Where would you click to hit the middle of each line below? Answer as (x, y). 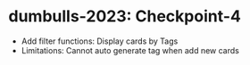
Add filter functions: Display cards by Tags (100, 41)
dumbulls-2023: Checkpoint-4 (125, 16)
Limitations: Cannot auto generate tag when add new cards (130, 50)
